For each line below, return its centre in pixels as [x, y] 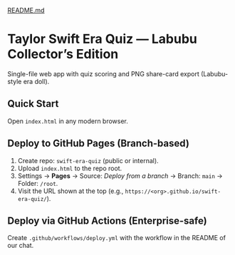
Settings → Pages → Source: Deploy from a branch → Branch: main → [120, 176]
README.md [26, 10]
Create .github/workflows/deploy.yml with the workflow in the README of [117, 238]
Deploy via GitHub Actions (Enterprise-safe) [108, 220]
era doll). [36, 81]
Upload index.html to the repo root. [70, 168]
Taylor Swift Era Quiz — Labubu [103, 39]
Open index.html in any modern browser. [68, 121]
